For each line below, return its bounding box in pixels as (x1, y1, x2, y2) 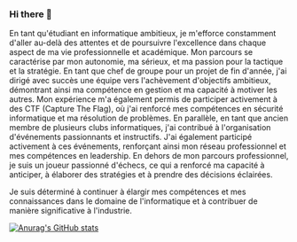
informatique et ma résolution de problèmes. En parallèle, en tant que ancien (9, 113, 289, 123)
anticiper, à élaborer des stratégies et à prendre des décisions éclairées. (9, 169, 273, 180)
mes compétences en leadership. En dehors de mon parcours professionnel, (9, 151, 289, 161)
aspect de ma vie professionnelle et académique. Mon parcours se (9, 47, 254, 58)
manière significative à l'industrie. (9, 206, 133, 216)
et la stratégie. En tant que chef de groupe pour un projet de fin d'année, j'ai (9, 66, 287, 76)
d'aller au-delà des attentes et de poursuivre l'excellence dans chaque (9, 37, 267, 48)
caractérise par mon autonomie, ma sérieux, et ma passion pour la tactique (9, 57, 284, 67)
